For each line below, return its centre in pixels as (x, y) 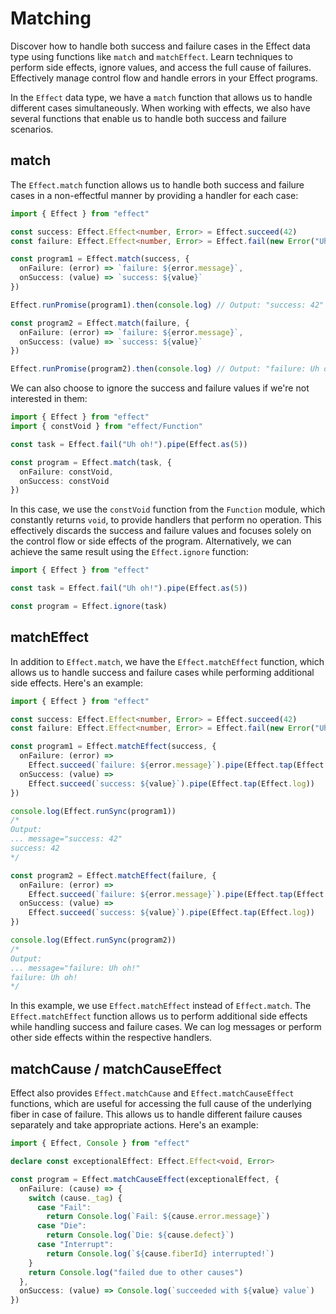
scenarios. (32, 129)
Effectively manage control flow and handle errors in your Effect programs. (164, 78)
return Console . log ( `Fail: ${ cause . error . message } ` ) (158, 1217)
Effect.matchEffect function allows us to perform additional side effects (159, 1016)
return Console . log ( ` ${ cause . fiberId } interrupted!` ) (160, 1253)
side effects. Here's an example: (76, 683)
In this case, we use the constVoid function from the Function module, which (168, 509)
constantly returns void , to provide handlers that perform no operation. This (166, 520)
